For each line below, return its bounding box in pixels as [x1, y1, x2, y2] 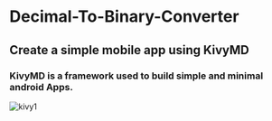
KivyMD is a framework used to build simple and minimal [9, 70, 264, 82]
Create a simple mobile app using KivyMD [9, 42, 250, 58]
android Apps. [9, 80, 74, 93]
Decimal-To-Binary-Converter [9, 6, 239, 27]
